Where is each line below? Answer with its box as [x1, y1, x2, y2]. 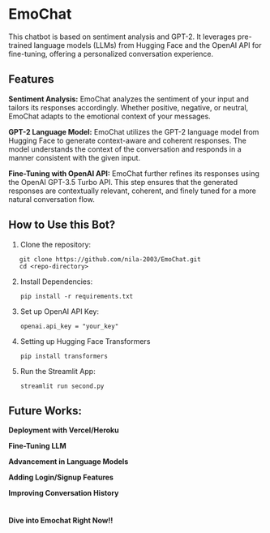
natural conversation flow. [8, 194, 95, 204]
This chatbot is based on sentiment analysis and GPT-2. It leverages [8, 32, 236, 41]
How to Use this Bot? [8, 218, 116, 232]
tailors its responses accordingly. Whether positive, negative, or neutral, [8, 102, 249, 112]
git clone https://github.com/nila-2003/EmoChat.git [19, 255, 201, 264]
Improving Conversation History [8, 488, 119, 498]
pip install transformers [19, 352, 108, 360]
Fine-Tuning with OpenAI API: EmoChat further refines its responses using [8, 168, 259, 178]
